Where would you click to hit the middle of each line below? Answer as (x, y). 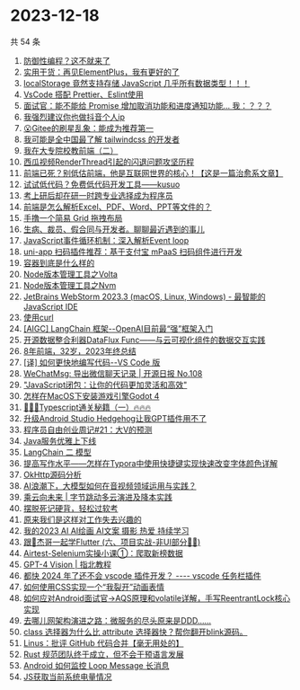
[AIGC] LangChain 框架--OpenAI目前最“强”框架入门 (118, 328)
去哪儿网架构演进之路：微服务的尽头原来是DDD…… (117, 620)
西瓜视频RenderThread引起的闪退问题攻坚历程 (109, 162)
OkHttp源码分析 (52, 474)
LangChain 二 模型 (57, 452)
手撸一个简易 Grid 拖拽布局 (73, 217)
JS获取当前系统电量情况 (67, 677)
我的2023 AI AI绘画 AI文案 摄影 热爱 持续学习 (106, 530)
